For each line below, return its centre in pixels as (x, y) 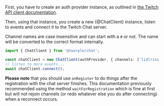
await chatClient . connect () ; (35, 69)
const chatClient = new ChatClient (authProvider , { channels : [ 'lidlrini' (83, 59)
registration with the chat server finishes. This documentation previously (78, 83)
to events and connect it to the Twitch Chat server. (56, 27)
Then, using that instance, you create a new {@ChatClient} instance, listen (80, 22)
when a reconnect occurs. (32, 99)
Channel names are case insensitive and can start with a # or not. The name (82, 37)
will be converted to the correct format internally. (55, 42)
